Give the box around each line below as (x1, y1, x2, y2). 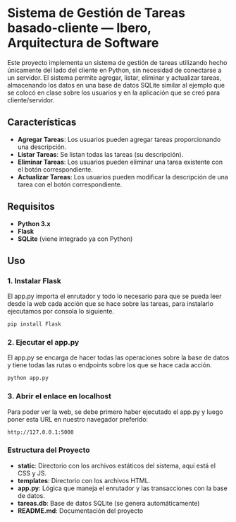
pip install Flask (7, 321, 61, 328)
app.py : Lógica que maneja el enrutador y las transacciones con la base (17, 484, 228, 492)
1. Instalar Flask (7, 275, 62, 285)
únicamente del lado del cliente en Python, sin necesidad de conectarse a (7, 66, 222, 74)
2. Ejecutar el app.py (7, 338, 80, 348)
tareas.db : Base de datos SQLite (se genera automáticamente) (17, 499, 200, 507)
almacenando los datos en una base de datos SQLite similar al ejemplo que (7, 81, 225, 89)
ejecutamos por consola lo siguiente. (7, 307, 115, 316)
